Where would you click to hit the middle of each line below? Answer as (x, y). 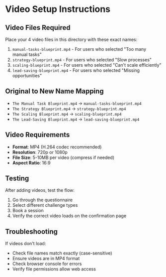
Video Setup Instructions (58, 9)
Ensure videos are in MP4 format (46, 259)
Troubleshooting (32, 231)
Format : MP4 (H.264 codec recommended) (57, 147)
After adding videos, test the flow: (40, 190)
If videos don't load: (26, 244)
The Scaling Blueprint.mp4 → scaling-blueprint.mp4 (67, 114)
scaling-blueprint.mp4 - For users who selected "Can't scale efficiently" (87, 65)
